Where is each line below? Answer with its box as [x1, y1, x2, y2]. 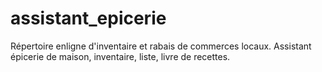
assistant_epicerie [10, 7, 167, 30]
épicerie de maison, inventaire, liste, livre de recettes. [10, 50, 231, 62]
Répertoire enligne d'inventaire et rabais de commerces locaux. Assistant [10, 40, 312, 52]
